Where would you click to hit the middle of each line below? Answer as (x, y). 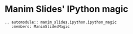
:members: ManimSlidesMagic (40, 26)
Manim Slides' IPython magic (66, 9)
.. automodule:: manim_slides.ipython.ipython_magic (61, 22)
